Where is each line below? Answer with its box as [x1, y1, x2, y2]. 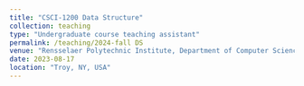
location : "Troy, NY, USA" [9, 64, 111, 73]
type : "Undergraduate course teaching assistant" [9, 30, 201, 39]
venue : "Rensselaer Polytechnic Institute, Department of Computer [9, 47, 270, 56]
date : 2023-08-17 [9, 55, 75, 64]
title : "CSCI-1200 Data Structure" [9, 13, 144, 22]
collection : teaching [9, 21, 91, 30]
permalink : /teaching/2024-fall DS [9, 38, 144, 47]
